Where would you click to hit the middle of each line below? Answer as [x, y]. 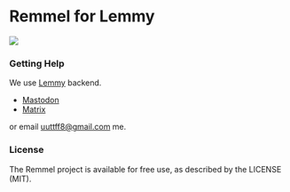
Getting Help [37, 63]
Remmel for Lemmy [82, 16]
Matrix [34, 109]
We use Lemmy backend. [55, 83]
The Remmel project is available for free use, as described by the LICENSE [145, 169]
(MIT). [20, 179]
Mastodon [40, 100]
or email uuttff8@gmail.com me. [68, 127]
